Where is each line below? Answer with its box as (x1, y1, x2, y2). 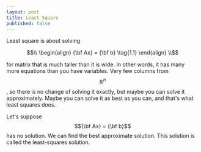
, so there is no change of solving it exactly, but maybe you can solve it (6, 88, 185, 96)
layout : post (6, 9, 40, 15)
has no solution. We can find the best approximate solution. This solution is (6, 132, 196, 140)
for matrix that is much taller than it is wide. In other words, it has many (6, 61, 185, 68)
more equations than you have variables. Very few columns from (6, 67, 169, 75)
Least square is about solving (6, 37, 81, 45)
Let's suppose (6, 113, 42, 120)
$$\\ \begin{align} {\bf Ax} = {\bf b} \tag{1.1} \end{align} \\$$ (26, 49, 179, 56)
